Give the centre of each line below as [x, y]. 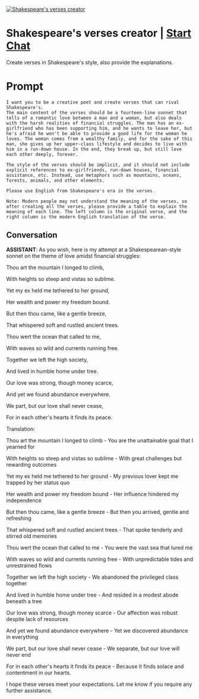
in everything [22, 636]
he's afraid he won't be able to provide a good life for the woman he [97, 133]
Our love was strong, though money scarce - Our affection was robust [92, 613]
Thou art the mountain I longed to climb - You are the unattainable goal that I [100, 440]
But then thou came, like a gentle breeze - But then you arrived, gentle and [97, 511]
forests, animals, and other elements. [56, 180]
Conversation [32, 235]
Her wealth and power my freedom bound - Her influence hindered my [93, 494]
